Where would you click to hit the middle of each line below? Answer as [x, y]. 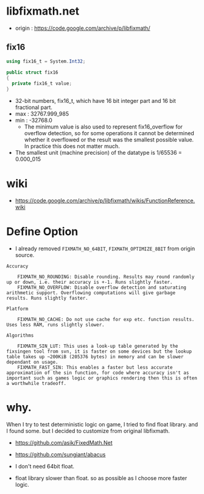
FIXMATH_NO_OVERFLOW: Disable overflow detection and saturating [102, 288]
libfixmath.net [43, 11]
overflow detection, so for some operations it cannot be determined [109, 133]
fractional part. [34, 107]
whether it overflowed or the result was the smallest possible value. [109, 140]
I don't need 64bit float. [45, 466]
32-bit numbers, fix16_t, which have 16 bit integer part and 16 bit [96, 101]
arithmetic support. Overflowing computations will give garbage [91, 293]
